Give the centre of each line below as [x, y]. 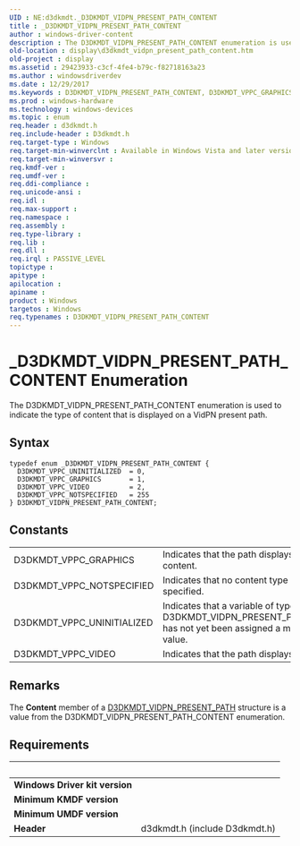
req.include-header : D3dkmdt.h [69, 134]
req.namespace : [39, 217]
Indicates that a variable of [218, 605]
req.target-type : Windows [59, 142]
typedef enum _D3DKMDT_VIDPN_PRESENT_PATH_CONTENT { [109, 463]
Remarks [35, 686]
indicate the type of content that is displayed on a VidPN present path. [138, 415]
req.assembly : [37, 226]
